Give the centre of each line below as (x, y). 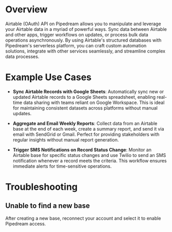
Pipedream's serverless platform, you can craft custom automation (76, 45)
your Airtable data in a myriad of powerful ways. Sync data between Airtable (86, 29)
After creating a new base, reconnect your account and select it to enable (83, 218)
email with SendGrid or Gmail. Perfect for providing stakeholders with (86, 134)
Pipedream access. (26, 224)
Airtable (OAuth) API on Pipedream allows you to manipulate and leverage (83, 24)
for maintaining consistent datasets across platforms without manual (85, 108)
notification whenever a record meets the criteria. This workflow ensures (90, 160)
